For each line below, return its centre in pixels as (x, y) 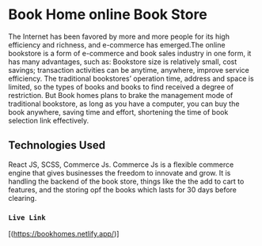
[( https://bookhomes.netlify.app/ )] (64, 234)
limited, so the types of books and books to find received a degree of (121, 87)
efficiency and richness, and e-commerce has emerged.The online (117, 44)
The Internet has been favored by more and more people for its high (119, 36)
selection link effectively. (49, 120)
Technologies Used (57, 145)
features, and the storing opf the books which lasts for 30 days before (123, 189)
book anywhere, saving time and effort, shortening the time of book (118, 112)
